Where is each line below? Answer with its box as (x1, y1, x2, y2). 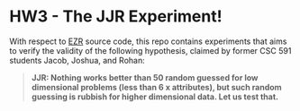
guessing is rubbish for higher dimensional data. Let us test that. (31, 91, 279, 102)
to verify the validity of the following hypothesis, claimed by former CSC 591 (9, 45, 292, 55)
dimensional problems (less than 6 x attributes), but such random (31, 81, 282, 92)
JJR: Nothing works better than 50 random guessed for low (31, 72, 259, 82)
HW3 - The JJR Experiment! (9, 6, 223, 27)
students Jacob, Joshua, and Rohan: (9, 55, 146, 65)
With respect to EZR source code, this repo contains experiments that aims (9, 36, 287, 47)
